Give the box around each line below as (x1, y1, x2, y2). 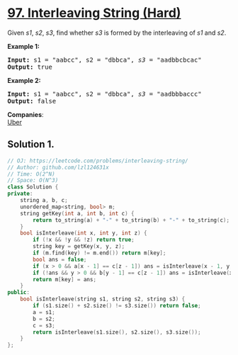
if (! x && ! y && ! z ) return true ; (33, 236, 135, 244)
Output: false (7, 97, 57, 105)
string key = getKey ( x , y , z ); (33, 243, 125, 250)
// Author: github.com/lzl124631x (7, 164, 110, 171)
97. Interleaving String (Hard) (7, 5, 181, 21)
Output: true (7, 62, 53, 71)
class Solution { (7, 184, 59, 191)
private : (7, 190, 33, 198)
